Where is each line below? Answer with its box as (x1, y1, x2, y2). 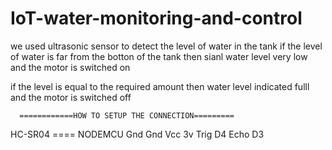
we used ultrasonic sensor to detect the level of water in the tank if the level (10, 40, 323, 52)
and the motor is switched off (10, 91, 132, 103)
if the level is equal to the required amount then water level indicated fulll (10, 80, 310, 92)
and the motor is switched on (10, 61, 131, 73)
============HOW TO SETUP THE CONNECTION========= (19, 110, 235, 121)
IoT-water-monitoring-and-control (10, 7, 303, 30)
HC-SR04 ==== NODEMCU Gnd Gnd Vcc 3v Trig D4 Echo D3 (10, 128, 265, 140)
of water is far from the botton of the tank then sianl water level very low (10, 50, 308, 62)
